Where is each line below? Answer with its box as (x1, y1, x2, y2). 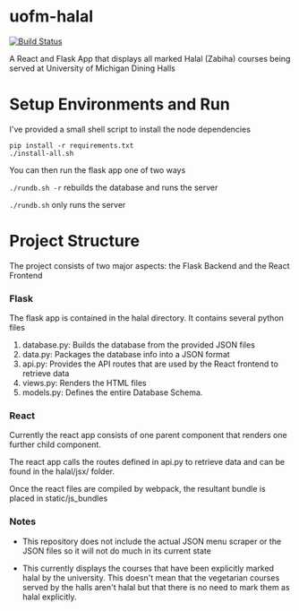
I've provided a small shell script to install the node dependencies (9, 124, 251, 134)
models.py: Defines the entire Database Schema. (21, 387, 203, 398)
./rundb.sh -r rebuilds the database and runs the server (9, 182, 218, 193)
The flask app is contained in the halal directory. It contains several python (9, 313, 285, 323)
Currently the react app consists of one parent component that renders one (9, 430, 288, 441)
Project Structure (9, 231, 141, 252)
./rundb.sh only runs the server (9, 199, 126, 210)
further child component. (9, 439, 101, 450)
